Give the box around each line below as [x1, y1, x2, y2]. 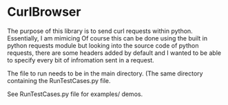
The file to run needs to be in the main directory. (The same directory [7, 69, 203, 78]
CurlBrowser [7, 4, 81, 20]
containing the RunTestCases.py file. [7, 76, 111, 84]
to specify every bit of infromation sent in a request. [7, 56, 155, 64]
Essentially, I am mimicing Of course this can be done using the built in [7, 34, 208, 42]
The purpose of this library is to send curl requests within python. [7, 27, 193, 35]
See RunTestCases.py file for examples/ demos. [7, 90, 143, 98]
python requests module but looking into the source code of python [7, 41, 199, 49]
